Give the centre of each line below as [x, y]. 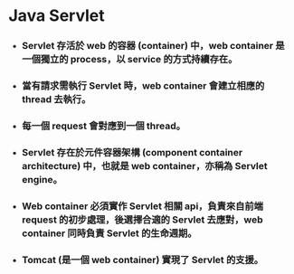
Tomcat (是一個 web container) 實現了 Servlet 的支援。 [142, 260]
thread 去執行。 [56, 99]
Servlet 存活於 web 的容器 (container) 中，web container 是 [153, 46]
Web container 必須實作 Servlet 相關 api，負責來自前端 [142, 206]
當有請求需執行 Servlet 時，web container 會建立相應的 [143, 86]
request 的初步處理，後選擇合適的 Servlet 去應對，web [142, 220]
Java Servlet [57, 16]
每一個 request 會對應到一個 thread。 [104, 126]
